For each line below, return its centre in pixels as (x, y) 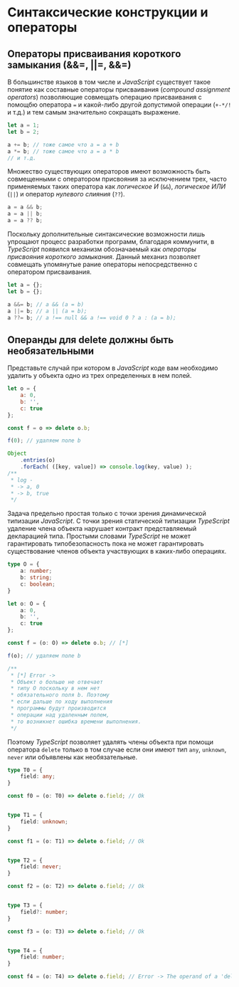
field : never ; (41, 867)
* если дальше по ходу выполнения (62, 702)
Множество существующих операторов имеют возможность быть (109, 171)
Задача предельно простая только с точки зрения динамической (107, 514)
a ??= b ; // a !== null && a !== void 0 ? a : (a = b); (92, 317)
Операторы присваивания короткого (94, 54)
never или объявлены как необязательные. (73, 757)
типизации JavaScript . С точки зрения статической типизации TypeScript (118, 521)
